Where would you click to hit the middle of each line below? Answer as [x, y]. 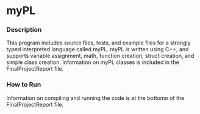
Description [24, 30]
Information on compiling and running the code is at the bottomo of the [95, 98]
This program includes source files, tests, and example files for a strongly [98, 43]
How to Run [24, 85]
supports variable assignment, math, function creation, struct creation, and [100, 56]
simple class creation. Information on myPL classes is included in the [93, 62]
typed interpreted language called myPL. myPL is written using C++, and [98, 49]
